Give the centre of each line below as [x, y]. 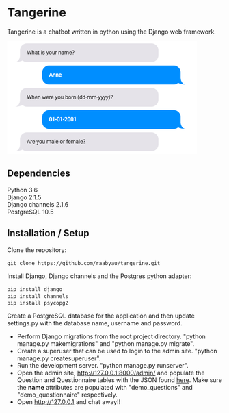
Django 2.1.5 [24, 197]
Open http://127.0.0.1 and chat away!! [69, 401]
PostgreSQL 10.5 [30, 212]
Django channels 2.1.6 [38, 204]
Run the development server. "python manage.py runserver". [103, 365]
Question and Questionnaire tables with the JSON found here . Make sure [119, 380]
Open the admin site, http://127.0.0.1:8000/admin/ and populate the [111, 373]
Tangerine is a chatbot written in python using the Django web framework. [112, 32]
